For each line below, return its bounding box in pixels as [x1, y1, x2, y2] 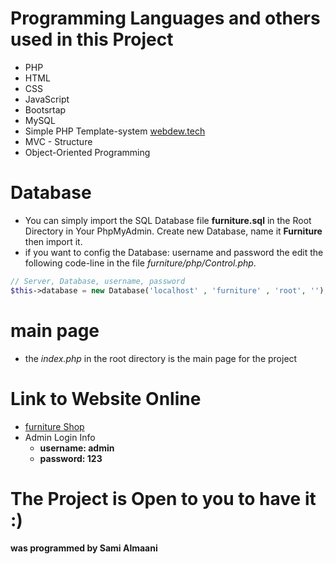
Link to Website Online [10, 387, 202, 410]
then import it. [24, 235, 83, 247]
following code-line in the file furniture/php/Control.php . [24, 257, 257, 269]
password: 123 [39, 452, 103, 464]
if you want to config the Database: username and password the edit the [24, 246, 324, 258]
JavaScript [24, 93, 70, 105]
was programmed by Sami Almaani [10, 542, 158, 554]
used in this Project [10, 28, 174, 51]
